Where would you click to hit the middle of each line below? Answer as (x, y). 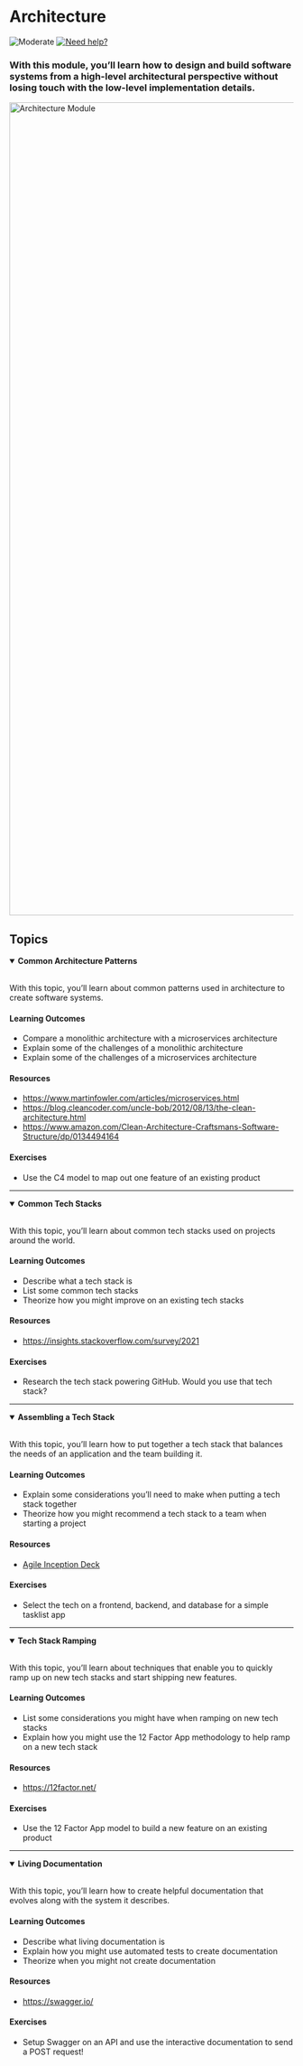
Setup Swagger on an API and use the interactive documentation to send (157, 2043)
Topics (29, 939)
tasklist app (44, 1614)
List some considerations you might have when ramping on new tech (150, 1718)
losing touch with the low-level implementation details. (132, 88)
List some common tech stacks (80, 1290)
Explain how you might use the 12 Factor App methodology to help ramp (156, 1737)
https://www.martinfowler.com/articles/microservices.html (131, 1098)
